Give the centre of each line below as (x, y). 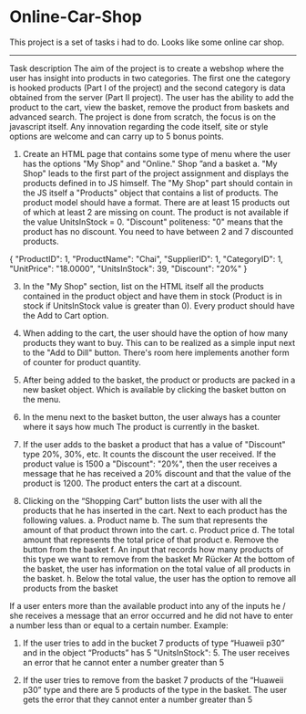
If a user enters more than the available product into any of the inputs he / (148, 605)
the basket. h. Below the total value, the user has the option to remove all (159, 578)
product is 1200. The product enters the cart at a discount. (132, 483)
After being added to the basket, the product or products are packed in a (159, 380)
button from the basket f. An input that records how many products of (153, 549)
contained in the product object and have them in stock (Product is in (152, 296)
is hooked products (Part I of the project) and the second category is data (148, 88)
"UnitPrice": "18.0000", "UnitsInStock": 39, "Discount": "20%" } (128, 268)
